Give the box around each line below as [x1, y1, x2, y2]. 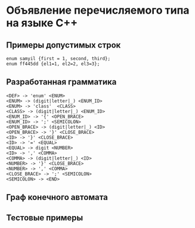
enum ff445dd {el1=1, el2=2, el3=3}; [6, 61, 100, 67]
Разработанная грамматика [6, 77, 117, 87]
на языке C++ [6, 16, 78, 30]
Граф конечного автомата [6, 192, 109, 202]
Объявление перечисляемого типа [6, 4, 190, 17]
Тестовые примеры [6, 213, 83, 223]
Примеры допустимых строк [6, 40, 121, 50]
